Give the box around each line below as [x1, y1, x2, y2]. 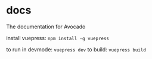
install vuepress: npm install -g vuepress [6, 34, 109, 41]
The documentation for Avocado [6, 23, 86, 30]
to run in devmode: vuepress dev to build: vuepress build [6, 45, 146, 53]
